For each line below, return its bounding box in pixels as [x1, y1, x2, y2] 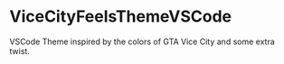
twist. [9, 45, 30, 56]
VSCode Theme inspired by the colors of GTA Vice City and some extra [9, 36, 276, 47]
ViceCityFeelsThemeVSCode [9, 6, 232, 27]
